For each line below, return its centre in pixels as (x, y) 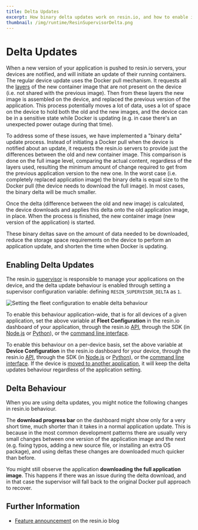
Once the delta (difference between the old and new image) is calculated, (95, 203)
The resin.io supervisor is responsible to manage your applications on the (95, 279)
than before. (21, 457)
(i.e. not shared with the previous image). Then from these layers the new (95, 93)
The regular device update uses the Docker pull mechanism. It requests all (96, 81)
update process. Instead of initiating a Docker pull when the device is (90, 142)
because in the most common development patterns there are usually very (97, 432)
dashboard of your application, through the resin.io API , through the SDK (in (98, 327)
